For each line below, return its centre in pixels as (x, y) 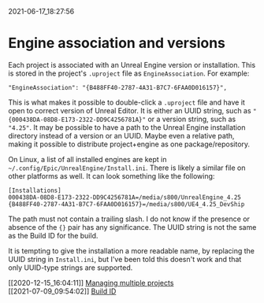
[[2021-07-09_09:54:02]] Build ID (62, 291)
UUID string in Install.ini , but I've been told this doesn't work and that (125, 259)
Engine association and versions (117, 43)
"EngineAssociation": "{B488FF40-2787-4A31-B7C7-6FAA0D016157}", (117, 87)
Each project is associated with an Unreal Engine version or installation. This (132, 65)
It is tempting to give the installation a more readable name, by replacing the (131, 250)
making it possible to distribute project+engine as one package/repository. (129, 144)
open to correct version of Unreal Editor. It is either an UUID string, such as (130, 110)
